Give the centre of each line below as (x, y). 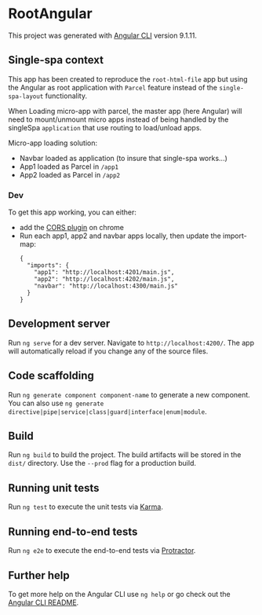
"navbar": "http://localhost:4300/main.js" (106, 286)
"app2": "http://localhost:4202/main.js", (104, 280)
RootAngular (50, 14)
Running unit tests (54, 488)
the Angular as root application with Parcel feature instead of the (113, 87)
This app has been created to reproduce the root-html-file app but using (128, 79)
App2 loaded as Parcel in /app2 (70, 174)
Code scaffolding (51, 376)
